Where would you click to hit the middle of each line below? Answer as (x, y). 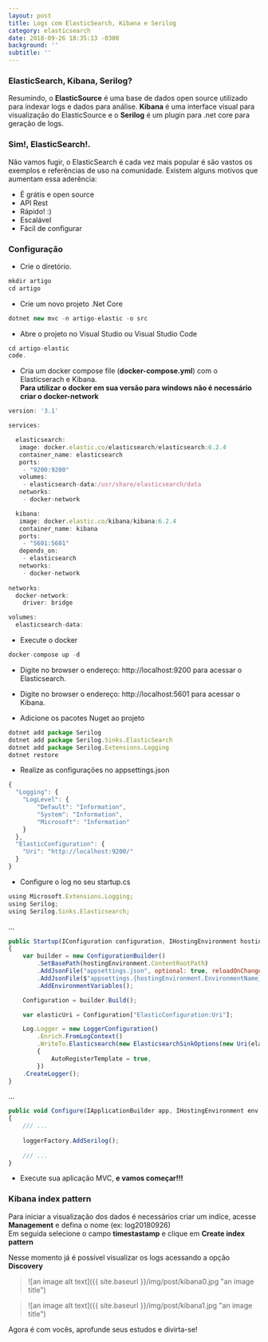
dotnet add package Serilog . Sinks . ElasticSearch (91, 740)
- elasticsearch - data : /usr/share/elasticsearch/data (112, 484)
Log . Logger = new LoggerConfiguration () (91, 1029)
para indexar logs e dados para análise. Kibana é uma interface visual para (132, 107)
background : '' (33, 46)
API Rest (34, 203)
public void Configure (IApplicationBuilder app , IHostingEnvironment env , (135, 1111)
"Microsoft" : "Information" (83, 822)
